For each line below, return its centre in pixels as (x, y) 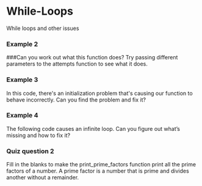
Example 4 (22, 116)
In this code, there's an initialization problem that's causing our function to (100, 93)
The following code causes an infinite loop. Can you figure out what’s (93, 128)
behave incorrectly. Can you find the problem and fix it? (76, 100)
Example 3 (22, 80)
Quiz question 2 (30, 151)
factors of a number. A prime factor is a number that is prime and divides (98, 171)
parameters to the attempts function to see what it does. (77, 64)
